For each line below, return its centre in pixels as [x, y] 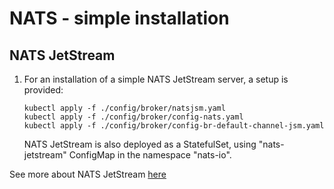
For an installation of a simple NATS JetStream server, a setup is [156, 79]
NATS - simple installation [119, 18]
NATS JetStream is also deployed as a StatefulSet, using [140, 144]
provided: [43, 90]
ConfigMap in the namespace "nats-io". [150, 155]
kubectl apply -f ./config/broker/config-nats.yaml [133, 117]
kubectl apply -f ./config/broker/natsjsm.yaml [124, 108]
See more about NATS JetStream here [88, 174]
